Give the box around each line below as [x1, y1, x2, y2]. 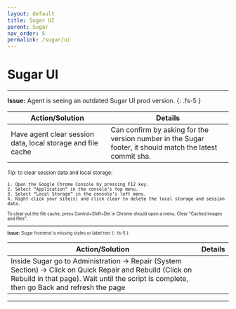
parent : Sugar [7, 23, 49, 30]
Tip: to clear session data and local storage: [7, 169, 113, 176]
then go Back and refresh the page [11, 282, 126, 292]
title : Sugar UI [7, 17, 55, 24]
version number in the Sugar [110, 134, 205, 144]
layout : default [7, 10, 55, 18]
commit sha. [110, 152, 151, 162]
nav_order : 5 [7, 29, 46, 37]
